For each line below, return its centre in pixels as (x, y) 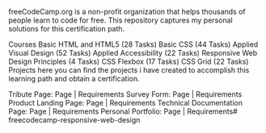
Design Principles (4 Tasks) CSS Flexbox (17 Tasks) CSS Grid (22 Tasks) (129, 61)
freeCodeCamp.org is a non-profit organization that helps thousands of (127, 12)
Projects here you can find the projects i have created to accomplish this (129, 70)
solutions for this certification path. (67, 29)
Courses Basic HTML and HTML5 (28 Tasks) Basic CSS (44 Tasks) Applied (133, 44)
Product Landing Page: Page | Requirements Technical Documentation (126, 103)
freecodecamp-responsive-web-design (74, 120)
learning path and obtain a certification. (74, 79)
